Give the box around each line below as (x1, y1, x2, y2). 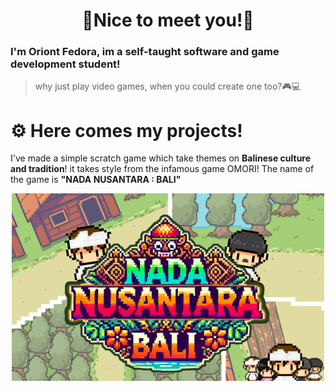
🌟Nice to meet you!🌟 (81, 9, 255, 32)
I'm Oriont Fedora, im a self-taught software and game (10, 45, 280, 59)
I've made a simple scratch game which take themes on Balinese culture (10, 152, 312, 164)
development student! (10, 57, 121, 71)
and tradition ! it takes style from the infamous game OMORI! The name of (10, 163, 315, 175)
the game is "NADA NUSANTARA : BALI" (10, 174, 182, 186)
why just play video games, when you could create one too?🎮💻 (34, 80, 302, 93)
